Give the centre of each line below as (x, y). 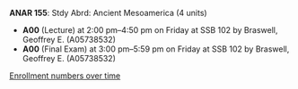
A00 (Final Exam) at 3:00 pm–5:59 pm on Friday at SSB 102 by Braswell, (156, 49)
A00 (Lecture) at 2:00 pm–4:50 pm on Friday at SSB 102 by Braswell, (150, 30)
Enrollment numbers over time (65, 76)
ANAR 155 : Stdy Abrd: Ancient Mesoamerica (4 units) (109, 13)
